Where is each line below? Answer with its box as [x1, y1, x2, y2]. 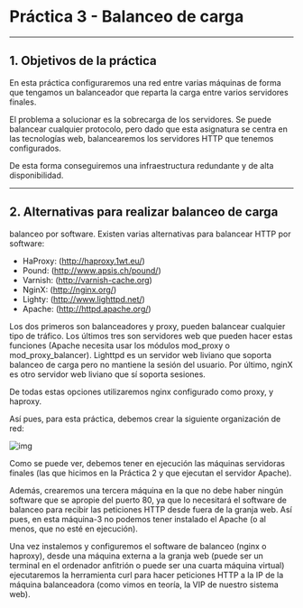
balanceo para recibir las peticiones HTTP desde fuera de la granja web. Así [9, 503, 293, 515]
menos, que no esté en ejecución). [9, 523, 138, 534]
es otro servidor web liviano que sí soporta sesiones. [9, 368, 206, 380]
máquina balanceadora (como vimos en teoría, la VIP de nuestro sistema [9, 579, 280, 590]
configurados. [9, 143, 61, 153]
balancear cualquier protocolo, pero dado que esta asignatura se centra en [9, 124, 289, 134]
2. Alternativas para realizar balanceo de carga [9, 205, 279, 220]
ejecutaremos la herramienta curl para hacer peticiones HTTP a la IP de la [9, 569, 284, 580]
